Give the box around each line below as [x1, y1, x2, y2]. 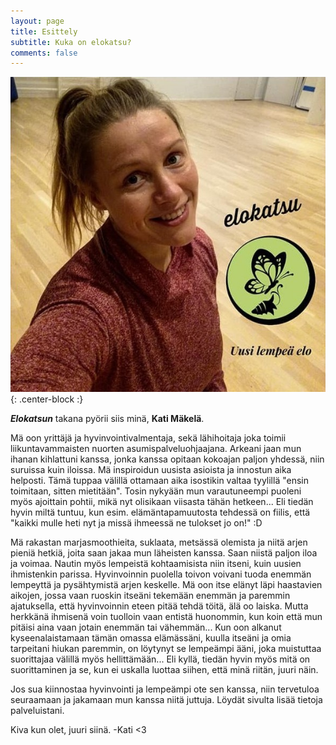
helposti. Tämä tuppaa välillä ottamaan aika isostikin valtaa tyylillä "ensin [10, 475, 309, 487]
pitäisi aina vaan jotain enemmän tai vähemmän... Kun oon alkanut [10, 621, 282, 634]
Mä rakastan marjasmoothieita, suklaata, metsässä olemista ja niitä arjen [10, 536, 308, 549]
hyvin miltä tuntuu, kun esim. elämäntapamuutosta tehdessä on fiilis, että [10, 506, 311, 519]
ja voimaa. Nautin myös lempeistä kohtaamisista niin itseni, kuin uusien [10, 558, 302, 570]
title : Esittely [10, 26, 78, 37]
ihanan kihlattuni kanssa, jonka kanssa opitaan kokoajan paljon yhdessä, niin [10, 453, 325, 465]
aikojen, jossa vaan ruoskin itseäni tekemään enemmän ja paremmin [10, 590, 291, 602]
